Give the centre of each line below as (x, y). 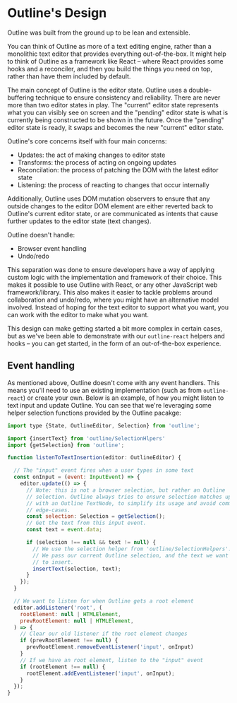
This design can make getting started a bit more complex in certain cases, (115, 328)
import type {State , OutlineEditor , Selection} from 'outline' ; (104, 425)
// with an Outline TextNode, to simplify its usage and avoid (121, 503)
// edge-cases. (48, 510)
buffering (21, 98)
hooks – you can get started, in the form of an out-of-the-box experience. (114, 343)
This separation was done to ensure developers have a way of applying (111, 269)
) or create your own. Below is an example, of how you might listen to (123, 398)
